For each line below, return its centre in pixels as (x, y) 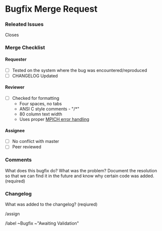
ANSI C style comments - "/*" (49, 109)
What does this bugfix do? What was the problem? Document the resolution (81, 170)
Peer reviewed (27, 147)
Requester (16, 59)
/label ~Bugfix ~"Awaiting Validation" (42, 223)
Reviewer (15, 87)
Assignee (15, 130)
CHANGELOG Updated (35, 76)
